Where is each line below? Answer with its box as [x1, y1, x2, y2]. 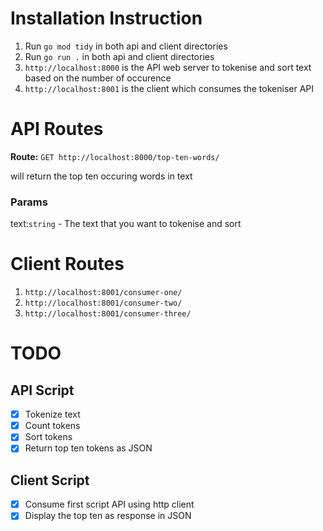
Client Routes [10, 253, 125, 276]
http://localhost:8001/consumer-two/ [24, 298, 183, 309]
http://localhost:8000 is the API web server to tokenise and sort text [24, 61, 312, 73]
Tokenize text [24, 408, 81, 421]
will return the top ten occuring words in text [10, 170, 193, 182]
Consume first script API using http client [24, 498, 195, 511]
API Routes [10, 118, 104, 141]
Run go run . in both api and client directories [24, 50, 215, 62]
